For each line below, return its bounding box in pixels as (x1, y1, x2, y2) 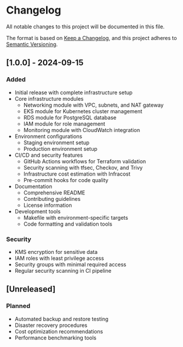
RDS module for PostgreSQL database (23, 114, 117, 121)
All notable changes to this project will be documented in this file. (6, 23, 165, 30)
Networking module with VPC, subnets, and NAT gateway (23, 101, 164, 108)
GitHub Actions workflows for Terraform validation (23, 157, 146, 165)
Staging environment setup (23, 139, 90, 146)
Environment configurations (14, 133, 83, 140)
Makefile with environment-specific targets (23, 214, 129, 221)
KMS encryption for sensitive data (14, 248, 98, 255)
